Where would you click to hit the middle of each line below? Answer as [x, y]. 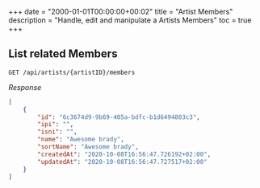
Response [25, 87]
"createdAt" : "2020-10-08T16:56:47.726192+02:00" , [124, 154]
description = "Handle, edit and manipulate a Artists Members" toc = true [130, 20]
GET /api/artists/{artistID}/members [72, 72]
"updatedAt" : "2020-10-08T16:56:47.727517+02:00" [122, 161]
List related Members [63, 54]
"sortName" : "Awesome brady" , [88, 147]
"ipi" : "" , [56, 125]
